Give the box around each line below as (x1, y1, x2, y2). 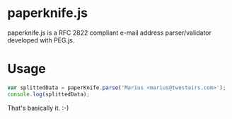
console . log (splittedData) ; (7, 91, 91, 98)
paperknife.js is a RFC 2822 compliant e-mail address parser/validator (7, 28, 212, 37)
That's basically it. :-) (7, 103, 69, 112)
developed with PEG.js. (7, 35, 75, 44)
